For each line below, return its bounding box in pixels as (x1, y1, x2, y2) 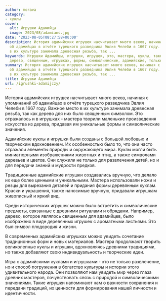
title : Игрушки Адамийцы (5, 76, 56, 81)
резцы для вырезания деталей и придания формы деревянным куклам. (5, 182, 157, 188)
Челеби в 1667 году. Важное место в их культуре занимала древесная (5, 105, 155, 111)
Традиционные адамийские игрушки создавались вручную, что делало (5, 172, 157, 178)
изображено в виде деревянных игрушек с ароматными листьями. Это (5, 218, 157, 224)
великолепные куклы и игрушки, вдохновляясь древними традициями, (5, 243, 156, 249)
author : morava (5, 7, 37, 12)
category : (5, 12, 26, 17)
